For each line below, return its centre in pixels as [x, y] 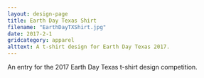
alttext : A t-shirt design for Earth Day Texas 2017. [89, 47]
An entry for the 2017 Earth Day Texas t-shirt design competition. [102, 67]
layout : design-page [38, 14]
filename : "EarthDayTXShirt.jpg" [57, 27]
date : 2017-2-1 [30, 34]
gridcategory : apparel [41, 40]
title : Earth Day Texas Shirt [52, 21]
